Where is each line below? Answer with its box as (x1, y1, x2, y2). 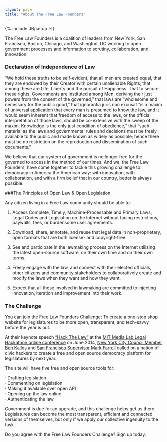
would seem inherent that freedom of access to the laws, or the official (5, 112, 151, 118)
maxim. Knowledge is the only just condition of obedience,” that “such (5, 123, 150, 129)
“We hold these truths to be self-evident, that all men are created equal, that (5, 75, 162, 81)
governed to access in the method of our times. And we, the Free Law (5, 159, 149, 165)
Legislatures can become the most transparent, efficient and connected (5, 411, 153, 417)
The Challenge (5, 302, 41, 309)
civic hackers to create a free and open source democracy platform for (5, 350, 151, 356)
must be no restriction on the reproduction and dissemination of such (5, 138, 148, 145)
